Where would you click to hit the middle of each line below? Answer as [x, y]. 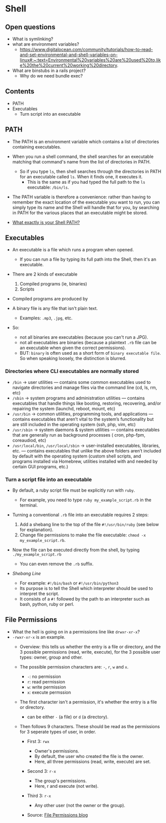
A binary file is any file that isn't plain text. [55, 308]
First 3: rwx [38, 741]
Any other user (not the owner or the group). [80, 805]
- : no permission [44, 676]
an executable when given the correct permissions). [73, 348]
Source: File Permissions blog [57, 815]
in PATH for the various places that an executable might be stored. [80, 213]
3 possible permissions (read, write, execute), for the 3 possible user [90, 652]
